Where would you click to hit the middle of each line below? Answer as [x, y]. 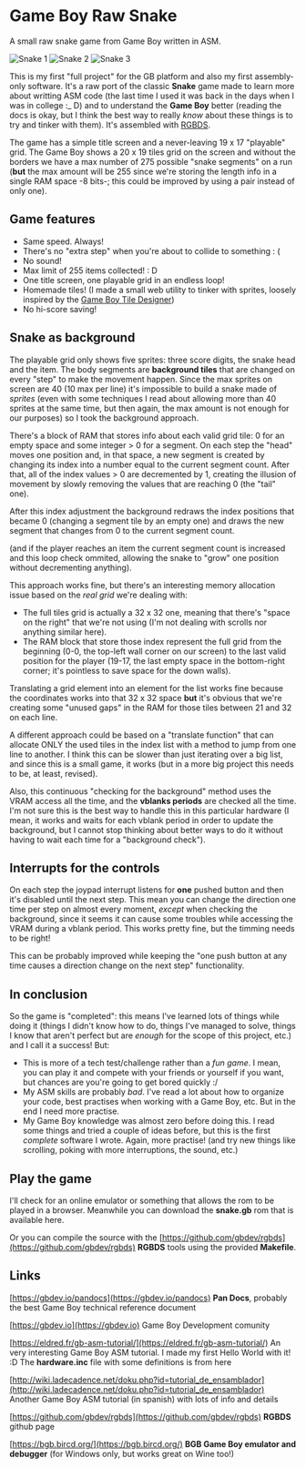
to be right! [30, 938]
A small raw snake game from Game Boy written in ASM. [115, 41]
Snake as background [72, 338]
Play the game [51, 1179]
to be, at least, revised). [54, 773]
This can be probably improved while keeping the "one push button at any [148, 956]
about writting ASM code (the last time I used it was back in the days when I [152, 96]
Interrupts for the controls [85, 867]
